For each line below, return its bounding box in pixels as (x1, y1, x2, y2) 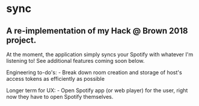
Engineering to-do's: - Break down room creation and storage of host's (6, 69, 182, 76)
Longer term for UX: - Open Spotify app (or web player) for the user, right (6, 87, 188, 94)
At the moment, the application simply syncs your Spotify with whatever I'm (6, 51, 194, 58)
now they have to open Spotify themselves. (6, 93, 114, 100)
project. (6, 35, 37, 45)
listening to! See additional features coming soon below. (6, 57, 145, 64)
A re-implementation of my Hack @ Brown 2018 (6, 26, 188, 36)
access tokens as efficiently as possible (6, 75, 105, 82)
